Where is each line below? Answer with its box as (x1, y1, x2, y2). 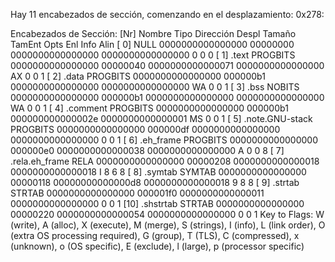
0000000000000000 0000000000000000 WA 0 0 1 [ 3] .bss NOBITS (10, 81, 300, 93)
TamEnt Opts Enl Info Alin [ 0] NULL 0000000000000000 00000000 (10, 39, 295, 50)
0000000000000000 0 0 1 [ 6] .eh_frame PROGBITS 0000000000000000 (10, 134, 319, 146)
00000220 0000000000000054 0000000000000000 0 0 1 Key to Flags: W (10, 209, 325, 220)
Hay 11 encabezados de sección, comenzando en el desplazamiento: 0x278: (10, 9, 325, 20)
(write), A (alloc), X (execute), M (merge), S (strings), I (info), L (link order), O (10, 219, 326, 231)
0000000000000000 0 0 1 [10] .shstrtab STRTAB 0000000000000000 (10, 198, 305, 209)
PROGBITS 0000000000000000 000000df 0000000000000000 (10, 124, 281, 135)
